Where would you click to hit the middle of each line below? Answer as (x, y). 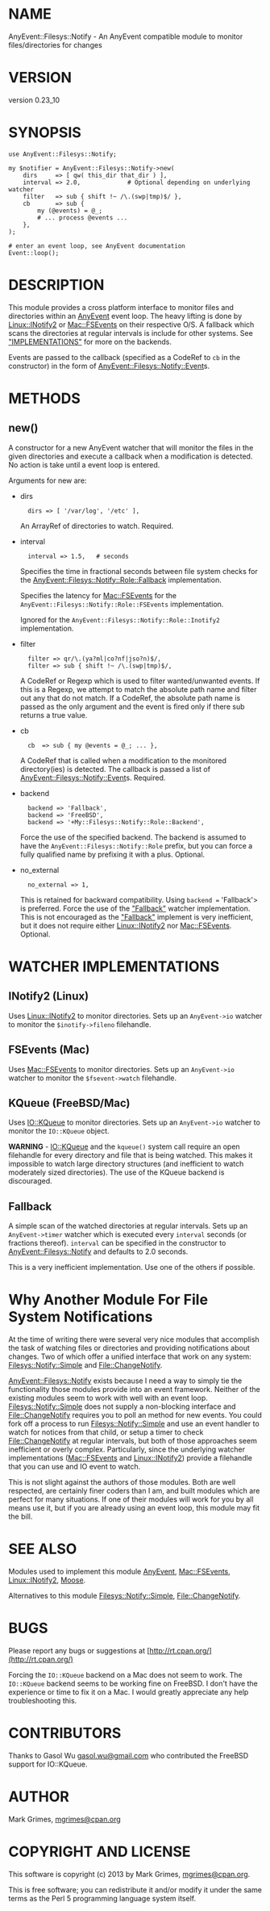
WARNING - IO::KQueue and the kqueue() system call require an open (124, 1146)
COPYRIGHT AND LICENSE (100, 1852)
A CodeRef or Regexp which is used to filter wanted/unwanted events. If (140, 681)
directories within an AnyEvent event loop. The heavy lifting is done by (125, 316)
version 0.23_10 (34, 100)
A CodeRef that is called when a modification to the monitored (123, 761)
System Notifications (81, 1317)
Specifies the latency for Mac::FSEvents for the (98, 595)
